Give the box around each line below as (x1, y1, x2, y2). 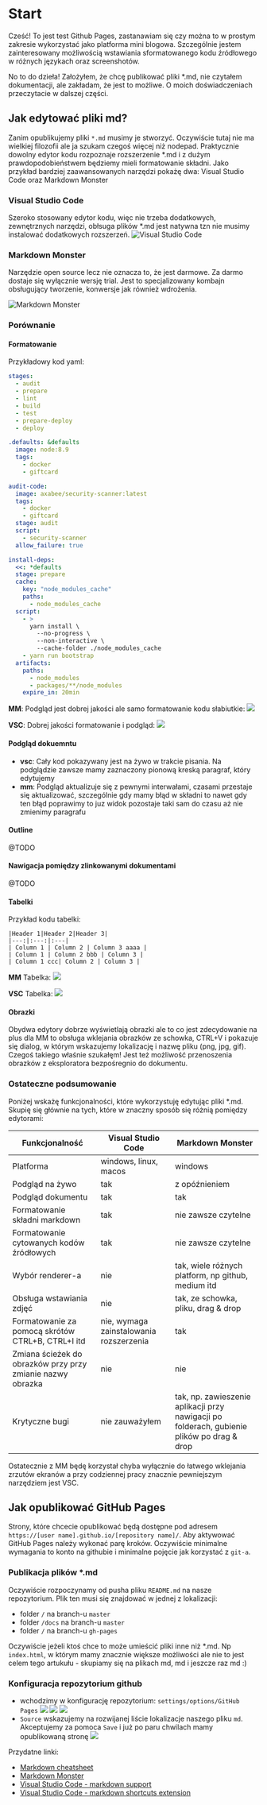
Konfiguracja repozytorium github (8, 1678, 143, 1689)
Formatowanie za (12, 1316, 77, 1327)
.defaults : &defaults (8, 439, 80, 446)
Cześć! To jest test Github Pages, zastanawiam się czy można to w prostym (8, 31, 256, 41)
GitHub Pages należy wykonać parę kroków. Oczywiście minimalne (8, 1539, 228, 1548)
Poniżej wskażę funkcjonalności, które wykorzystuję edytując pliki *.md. (8, 1096, 244, 1106)
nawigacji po (174, 1411, 222, 1422)
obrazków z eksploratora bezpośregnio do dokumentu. (8, 1058, 188, 1069)
